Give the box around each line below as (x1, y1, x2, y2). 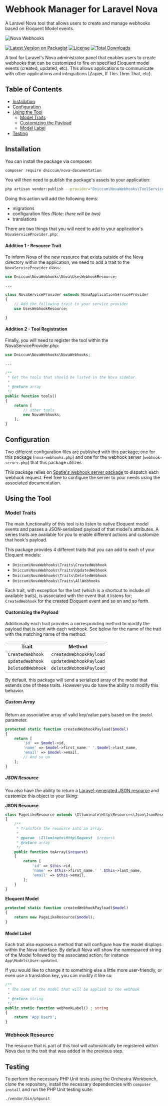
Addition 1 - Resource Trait (5, 242, 61, 249)
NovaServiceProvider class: (5, 264, 61, 270)
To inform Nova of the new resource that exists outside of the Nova (5, 254, 144, 260)
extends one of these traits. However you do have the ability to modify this (5, 682, 158, 688)
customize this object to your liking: (5, 793, 78, 799)
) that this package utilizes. (27, 459, 83, 465)
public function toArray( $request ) (14, 849, 88, 854)
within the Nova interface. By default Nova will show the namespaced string (5, 947, 161, 953)
